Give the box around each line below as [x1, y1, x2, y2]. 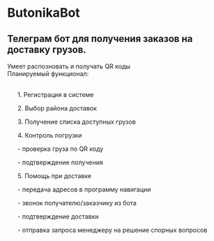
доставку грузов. [7, 43, 87, 55]
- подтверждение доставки [17, 212, 99, 221]
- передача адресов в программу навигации [17, 185, 151, 193]
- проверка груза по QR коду [17, 145, 104, 153]
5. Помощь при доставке [17, 172, 92, 180]
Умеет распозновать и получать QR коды [7, 62, 131, 71]
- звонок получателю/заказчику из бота [17, 199, 137, 207]
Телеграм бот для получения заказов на [7, 33, 193, 45]
